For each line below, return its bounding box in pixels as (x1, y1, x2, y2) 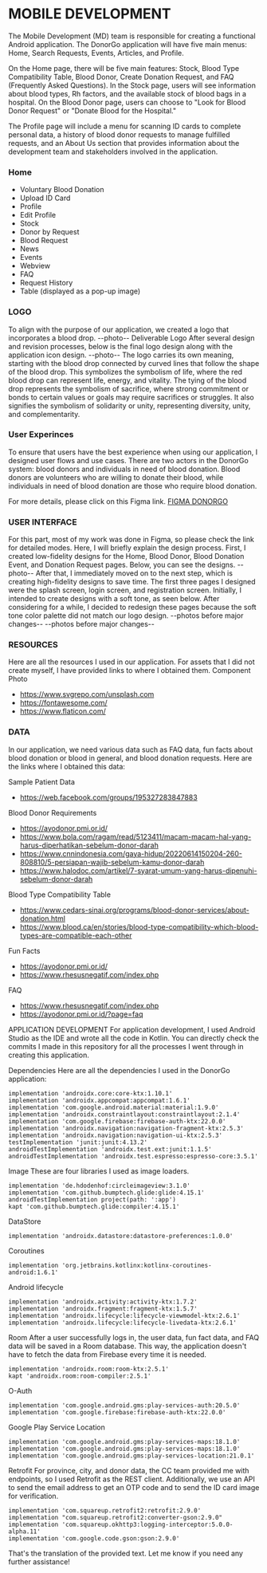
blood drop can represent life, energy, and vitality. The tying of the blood (8, 376, 247, 385)
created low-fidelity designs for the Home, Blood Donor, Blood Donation (8, 552, 245, 561)
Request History (19, 278, 73, 288)
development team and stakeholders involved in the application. (8, 147, 218, 156)
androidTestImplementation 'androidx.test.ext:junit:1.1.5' (8, 1145, 213, 1153)
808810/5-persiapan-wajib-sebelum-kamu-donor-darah (19, 857, 205, 867)
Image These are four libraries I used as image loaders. (8, 1166, 190, 1176)
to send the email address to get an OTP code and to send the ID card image (8, 1482, 260, 1492)
